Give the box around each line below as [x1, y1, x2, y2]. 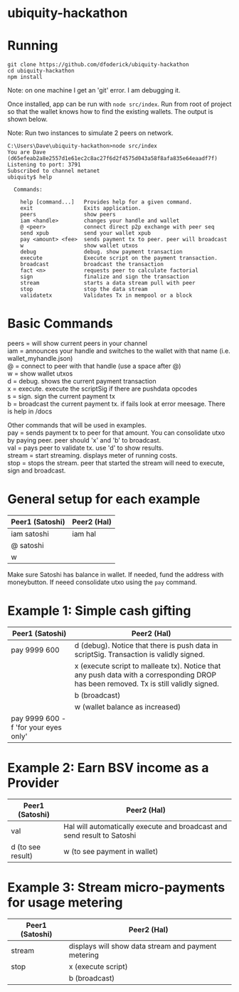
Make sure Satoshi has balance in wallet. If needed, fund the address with [7, 571, 224, 579]
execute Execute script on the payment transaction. [20, 255, 218, 262]
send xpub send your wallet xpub [20, 230, 152, 237]
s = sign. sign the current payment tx [7, 392, 116, 401]
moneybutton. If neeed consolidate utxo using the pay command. [7, 578, 198, 586]
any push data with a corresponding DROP [74, 670, 217, 680]
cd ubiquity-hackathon [7, 68, 75, 75]
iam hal [72, 529, 96, 539]
